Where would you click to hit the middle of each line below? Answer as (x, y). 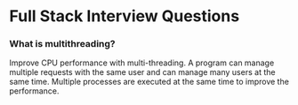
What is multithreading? (62, 44)
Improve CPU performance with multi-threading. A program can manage (142, 63)
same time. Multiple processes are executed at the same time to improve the (149, 82)
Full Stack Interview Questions (125, 16)
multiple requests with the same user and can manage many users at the (142, 72)
